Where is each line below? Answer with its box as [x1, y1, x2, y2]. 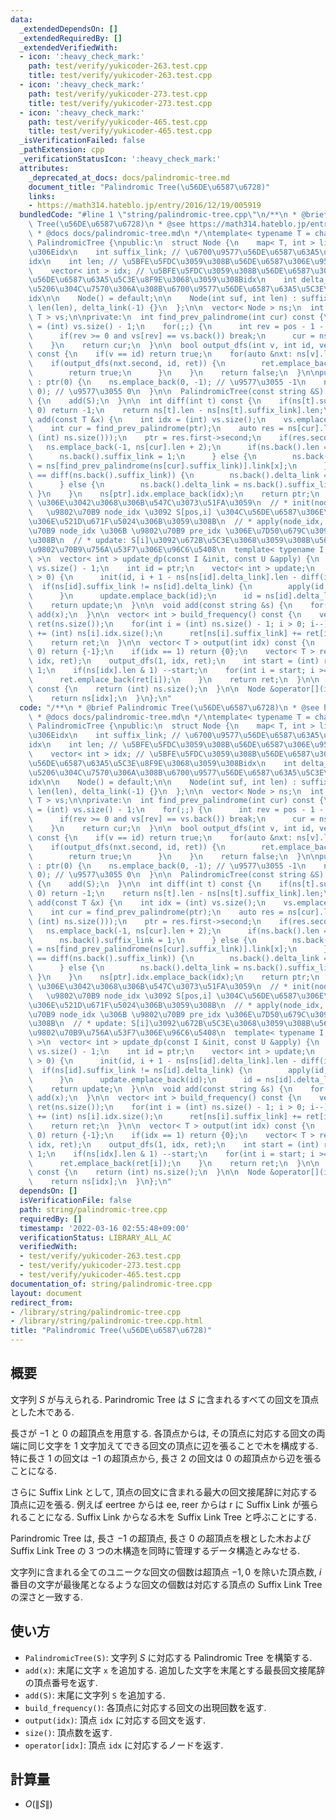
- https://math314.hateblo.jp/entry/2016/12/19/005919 [28, 201, 262, 211]
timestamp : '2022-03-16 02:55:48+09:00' [19, 1223, 190, 1233]
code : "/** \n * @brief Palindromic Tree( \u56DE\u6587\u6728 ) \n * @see [19, 702, 320, 713]
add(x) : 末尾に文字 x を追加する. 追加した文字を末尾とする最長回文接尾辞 [24, 1664, 326, 1676]
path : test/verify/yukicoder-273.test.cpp [28, 89, 208, 99]
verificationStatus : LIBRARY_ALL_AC [19, 1232, 172, 1243]
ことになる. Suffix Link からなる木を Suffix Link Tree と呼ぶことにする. [27, 1511, 318, 1523]
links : [28, 191, 56, 201]
